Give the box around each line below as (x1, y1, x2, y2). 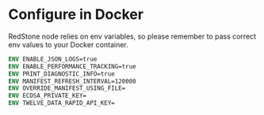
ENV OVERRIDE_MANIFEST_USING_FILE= (8, 84, 126, 92)
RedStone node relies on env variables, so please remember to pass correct (8, 32, 256, 41)
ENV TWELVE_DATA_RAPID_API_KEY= (8, 99, 115, 107)
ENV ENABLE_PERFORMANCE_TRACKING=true (8, 62, 136, 70)
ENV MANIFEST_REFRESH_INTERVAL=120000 (8, 77, 136, 85)
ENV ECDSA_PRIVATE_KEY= (8, 92, 87, 100)
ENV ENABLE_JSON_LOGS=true (8, 55, 98, 63)
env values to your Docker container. (8, 39, 128, 49)
